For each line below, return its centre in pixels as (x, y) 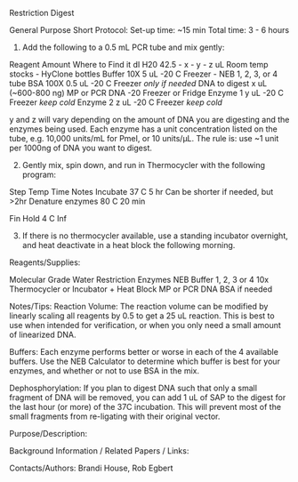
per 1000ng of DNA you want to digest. (81, 148)
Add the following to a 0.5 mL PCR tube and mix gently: (123, 47)
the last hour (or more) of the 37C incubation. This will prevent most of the (145, 407)
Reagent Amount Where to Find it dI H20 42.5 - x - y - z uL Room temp (139, 64)
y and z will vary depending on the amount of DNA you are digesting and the (149, 120)
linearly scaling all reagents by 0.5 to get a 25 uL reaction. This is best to (142, 316)
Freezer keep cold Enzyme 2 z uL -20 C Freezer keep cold (116, 102)
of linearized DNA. (43, 334)
